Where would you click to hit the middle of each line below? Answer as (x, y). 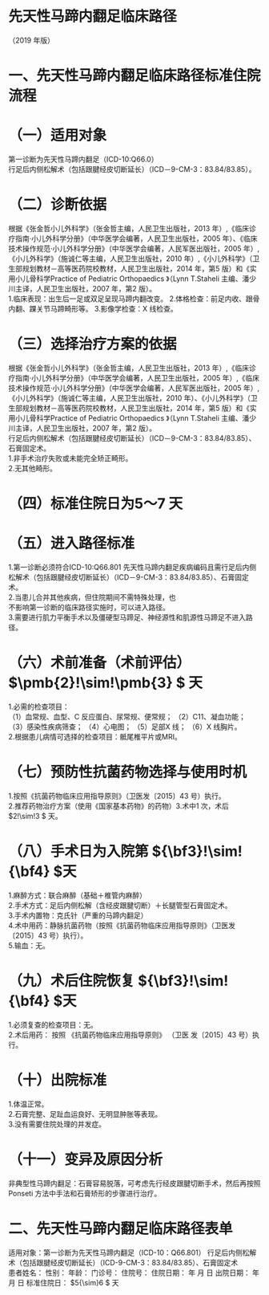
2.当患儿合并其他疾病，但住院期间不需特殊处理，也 (92, 597)
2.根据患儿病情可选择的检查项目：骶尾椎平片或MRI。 (95, 737)
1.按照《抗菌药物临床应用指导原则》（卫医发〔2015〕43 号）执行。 (117, 796)
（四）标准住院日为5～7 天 (96, 504)
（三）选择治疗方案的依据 (93, 344)
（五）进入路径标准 (72, 544)
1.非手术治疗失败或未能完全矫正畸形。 (70, 458)
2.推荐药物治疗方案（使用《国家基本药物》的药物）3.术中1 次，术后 (119, 806)
